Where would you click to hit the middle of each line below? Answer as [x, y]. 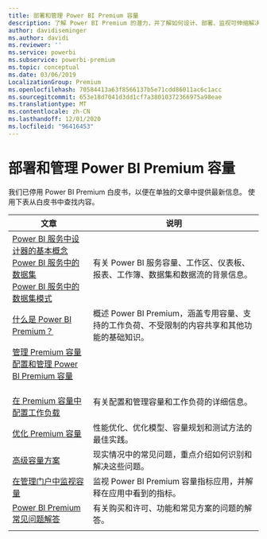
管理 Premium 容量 [47, 352]
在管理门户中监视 [44, 481]
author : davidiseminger [48, 30]
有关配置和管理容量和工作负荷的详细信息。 [172, 401]
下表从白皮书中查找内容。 [57, 202]
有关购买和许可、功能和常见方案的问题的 [168, 508]
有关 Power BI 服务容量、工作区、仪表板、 [171, 262]
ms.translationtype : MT [48, 104]
